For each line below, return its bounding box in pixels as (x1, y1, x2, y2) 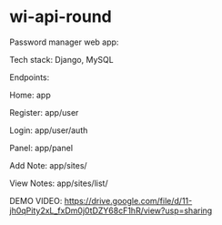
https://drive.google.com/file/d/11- (64, 195, 193, 206)
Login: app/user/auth (9, 125, 88, 136)
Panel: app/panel (9, 142, 74, 153)
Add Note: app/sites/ (9, 159, 88, 170)
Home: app (9, 89, 52, 100)
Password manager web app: (9, 36, 119, 47)
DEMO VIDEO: (9, 195, 63, 206)
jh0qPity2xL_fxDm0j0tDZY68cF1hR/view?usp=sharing (9, 205, 213, 216)
